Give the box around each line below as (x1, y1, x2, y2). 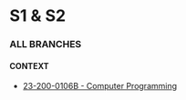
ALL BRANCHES (9, 38, 82, 51)
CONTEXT (9, 60, 49, 71)
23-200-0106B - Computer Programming (22, 81, 178, 92)
